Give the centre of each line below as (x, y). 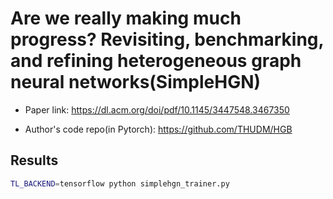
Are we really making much (126, 18)
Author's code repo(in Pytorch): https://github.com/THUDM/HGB (158, 129)
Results (34, 160)
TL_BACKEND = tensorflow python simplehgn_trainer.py (120, 183)
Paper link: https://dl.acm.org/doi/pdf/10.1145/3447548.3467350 (157, 109)
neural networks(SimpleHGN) (136, 82)
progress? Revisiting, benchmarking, (167, 39)
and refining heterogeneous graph (156, 61)
